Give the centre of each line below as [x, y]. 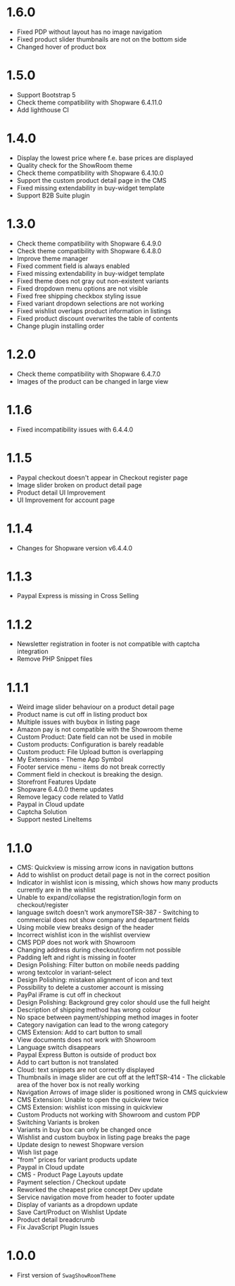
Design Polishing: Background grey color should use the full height [113, 1002]
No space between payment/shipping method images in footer [107, 1017]
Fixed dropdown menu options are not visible [82, 288]
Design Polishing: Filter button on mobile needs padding [98, 965]
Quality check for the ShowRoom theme [75, 165]
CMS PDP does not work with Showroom [76, 942]
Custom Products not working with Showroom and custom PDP [108, 1115]
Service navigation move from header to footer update [96, 1197]
